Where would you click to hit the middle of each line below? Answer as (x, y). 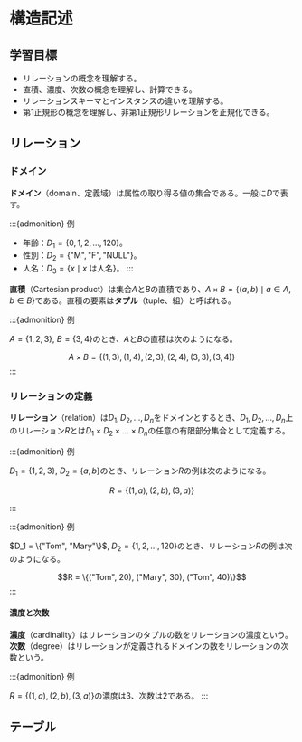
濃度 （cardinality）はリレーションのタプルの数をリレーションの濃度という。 (151, 634)
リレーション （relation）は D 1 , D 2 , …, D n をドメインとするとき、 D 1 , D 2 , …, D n (147, 419)
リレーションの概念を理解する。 (82, 78)
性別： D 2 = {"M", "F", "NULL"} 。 (82, 257)
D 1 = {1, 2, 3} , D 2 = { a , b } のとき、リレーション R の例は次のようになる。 (140, 471)
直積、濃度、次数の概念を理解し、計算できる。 (109, 90)
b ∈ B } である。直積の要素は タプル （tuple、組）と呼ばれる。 (123, 300)
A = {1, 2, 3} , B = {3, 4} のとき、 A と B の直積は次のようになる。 (123, 339)
